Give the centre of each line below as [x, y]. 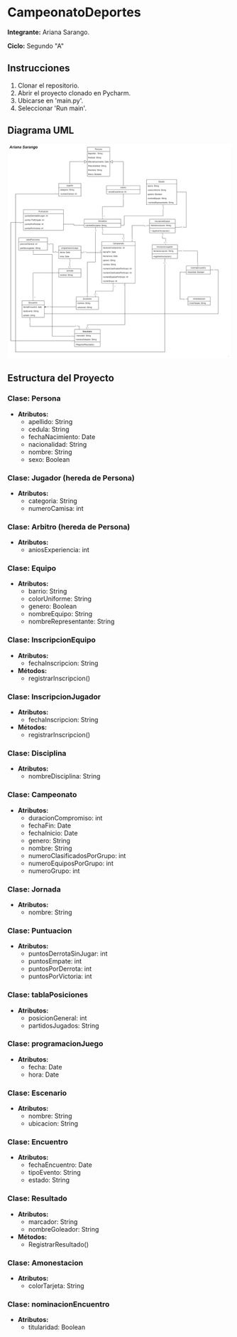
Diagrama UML [41, 131]
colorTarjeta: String [56, 1286]
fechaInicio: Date [53, 833]
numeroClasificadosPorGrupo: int [77, 855]
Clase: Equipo [32, 569]
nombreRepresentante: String [71, 622]
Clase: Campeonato [42, 795]
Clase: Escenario [37, 1093]
